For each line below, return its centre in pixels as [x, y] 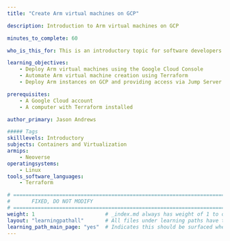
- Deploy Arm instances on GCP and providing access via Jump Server [121, 82]
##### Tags [23, 132]
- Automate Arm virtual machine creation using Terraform [104, 76]
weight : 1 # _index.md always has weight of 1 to [113, 214]
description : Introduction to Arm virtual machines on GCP [93, 26]
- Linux [30, 170]
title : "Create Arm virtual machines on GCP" [73, 13]
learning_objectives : [38, 63]
